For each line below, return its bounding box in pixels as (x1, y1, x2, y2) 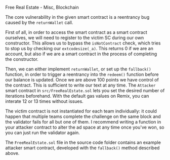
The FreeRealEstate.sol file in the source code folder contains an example (5, 139, 161, 145)
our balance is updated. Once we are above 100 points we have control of (5, 77, 159, 83)
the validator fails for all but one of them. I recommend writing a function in (5, 119, 161, 125)
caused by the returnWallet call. (5, 20, 73, 25)
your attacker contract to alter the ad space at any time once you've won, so (5, 124, 164, 130)
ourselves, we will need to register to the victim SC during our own (5, 35, 144, 41)
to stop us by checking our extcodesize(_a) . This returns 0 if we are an (5, 46, 153, 51)
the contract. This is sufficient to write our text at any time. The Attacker (5, 82, 156, 88)
